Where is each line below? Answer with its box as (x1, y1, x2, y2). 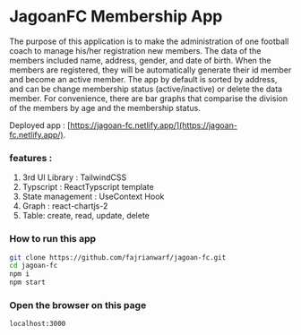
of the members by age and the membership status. (9, 102, 202, 113)
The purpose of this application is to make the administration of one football (9, 36, 289, 47)
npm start (9, 278, 47, 288)
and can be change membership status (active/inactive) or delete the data (9, 83, 283, 94)
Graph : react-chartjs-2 (21, 201, 108, 211)
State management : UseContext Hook (21, 191, 165, 202)
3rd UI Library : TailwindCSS (21, 172, 127, 183)
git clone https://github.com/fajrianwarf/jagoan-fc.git (9, 253, 227, 262)
